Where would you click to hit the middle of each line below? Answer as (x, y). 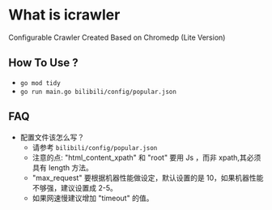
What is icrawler (64, 15)
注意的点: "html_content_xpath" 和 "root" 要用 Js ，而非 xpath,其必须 (147, 157)
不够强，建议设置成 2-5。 (74, 187)
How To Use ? (43, 63)
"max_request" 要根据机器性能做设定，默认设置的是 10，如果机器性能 (148, 178)
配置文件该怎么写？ (52, 137)
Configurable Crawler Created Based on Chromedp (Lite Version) (117, 37)
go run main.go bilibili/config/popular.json (98, 92)
